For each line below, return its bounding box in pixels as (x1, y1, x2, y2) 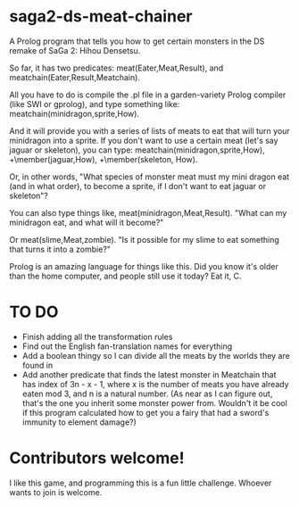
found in (21, 360, 54, 370)
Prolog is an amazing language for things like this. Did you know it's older (9, 261, 278, 271)
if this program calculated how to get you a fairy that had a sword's (21, 407, 270, 418)
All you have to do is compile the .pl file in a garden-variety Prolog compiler (9, 89, 287, 100)
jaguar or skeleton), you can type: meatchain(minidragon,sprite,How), (9, 145, 265, 155)
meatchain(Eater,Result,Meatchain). (9, 71, 141, 82)
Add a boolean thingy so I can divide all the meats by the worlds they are (21, 350, 290, 361)
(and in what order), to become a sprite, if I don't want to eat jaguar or (9, 180, 266, 191)
